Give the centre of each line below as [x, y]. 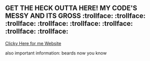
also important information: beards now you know [56, 53]
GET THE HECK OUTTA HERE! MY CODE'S [71, 8]
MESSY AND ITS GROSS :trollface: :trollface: [75, 16]
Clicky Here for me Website [33, 43]
